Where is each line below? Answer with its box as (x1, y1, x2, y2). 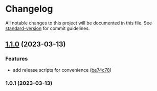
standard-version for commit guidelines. (5, 25, 90, 31)
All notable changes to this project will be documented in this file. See (5, 20, 152, 26)
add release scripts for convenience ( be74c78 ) (12, 67, 111, 73)
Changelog (5, 3, 53, 15)
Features (5, 55, 28, 63)
